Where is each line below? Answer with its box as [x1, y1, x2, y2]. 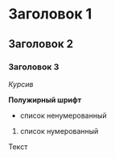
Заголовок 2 [8, 37, 74, 51]
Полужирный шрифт [8, 94, 82, 105]
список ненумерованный [19, 110, 107, 120]
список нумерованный [19, 126, 99, 135]
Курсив [8, 79, 34, 89]
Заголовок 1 [8, 5, 92, 23]
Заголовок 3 [8, 61, 60, 73]
